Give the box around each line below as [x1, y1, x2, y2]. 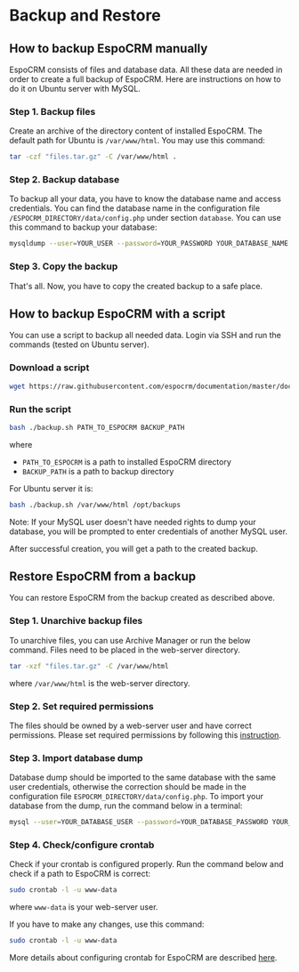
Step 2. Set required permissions [9, 700, 154, 712]
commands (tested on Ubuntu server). [9, 339, 149, 350]
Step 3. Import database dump [9, 751, 144, 764]
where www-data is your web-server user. [9, 902, 158, 912]
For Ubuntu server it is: [9, 482, 93, 494]
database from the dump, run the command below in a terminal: [9, 800, 243, 811]
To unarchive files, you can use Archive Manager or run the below [9, 635, 251, 645]
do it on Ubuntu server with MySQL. [9, 84, 141, 93]
